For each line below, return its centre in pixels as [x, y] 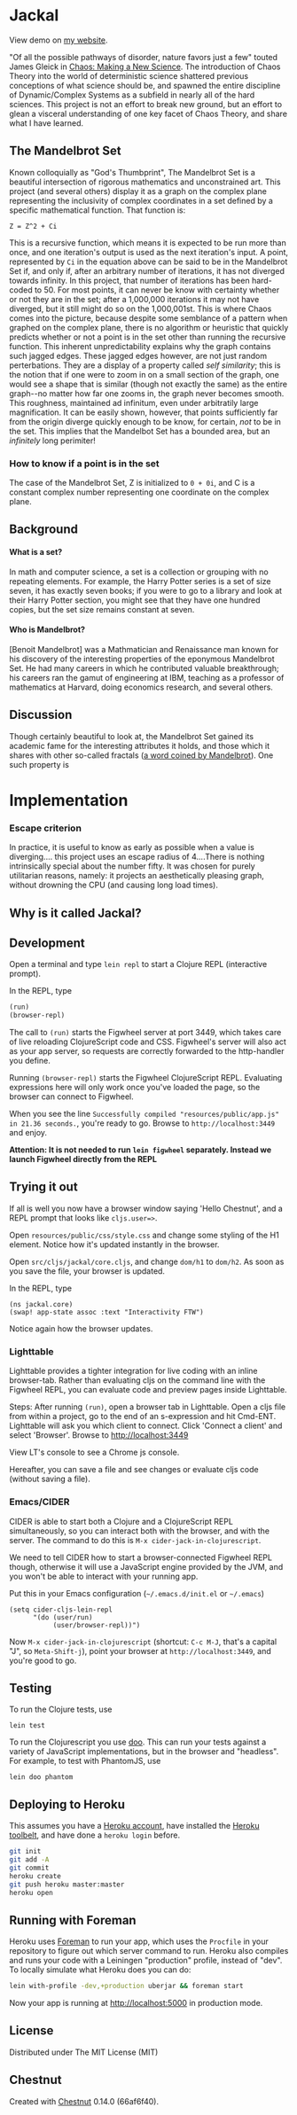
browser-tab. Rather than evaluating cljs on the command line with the [137, 1380]
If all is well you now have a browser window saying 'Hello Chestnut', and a [146, 1208]
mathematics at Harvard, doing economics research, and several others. [141, 687]
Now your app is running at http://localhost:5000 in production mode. [136, 2003]
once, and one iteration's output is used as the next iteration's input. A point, [149, 252]
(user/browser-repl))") [97, 1625]
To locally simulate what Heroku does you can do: [100, 1970]
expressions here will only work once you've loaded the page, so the [135, 1088]
